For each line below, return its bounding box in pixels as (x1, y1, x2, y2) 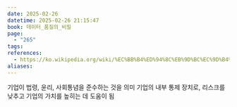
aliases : (7, 63, 33, 70)
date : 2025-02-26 (7, 10, 59, 18)
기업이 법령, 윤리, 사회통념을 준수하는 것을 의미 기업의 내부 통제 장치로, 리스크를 (7, 82, 226, 92)
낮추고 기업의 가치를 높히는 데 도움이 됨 (7, 92, 115, 100)
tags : (7, 43, 23, 50)
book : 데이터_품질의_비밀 (7, 23, 72, 30)
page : (7, 30, 23, 37)
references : (7, 50, 42, 57)
